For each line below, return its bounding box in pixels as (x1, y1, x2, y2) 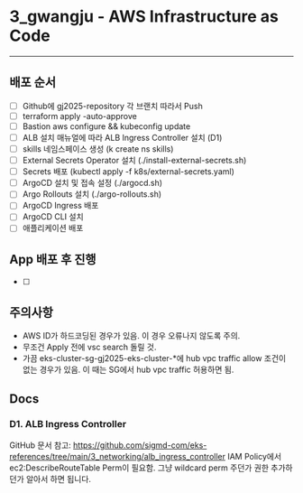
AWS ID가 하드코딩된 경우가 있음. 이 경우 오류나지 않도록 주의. (22, 330, 241, 341)
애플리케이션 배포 (22, 223, 84, 234)
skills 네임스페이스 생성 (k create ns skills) (22, 144, 174, 154)
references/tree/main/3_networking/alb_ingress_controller (9, 451, 225, 461)
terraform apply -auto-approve (22, 110, 137, 121)
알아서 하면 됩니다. (25, 473, 92, 484)
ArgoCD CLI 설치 (22, 211, 84, 222)
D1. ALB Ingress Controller (9, 418, 127, 431)
